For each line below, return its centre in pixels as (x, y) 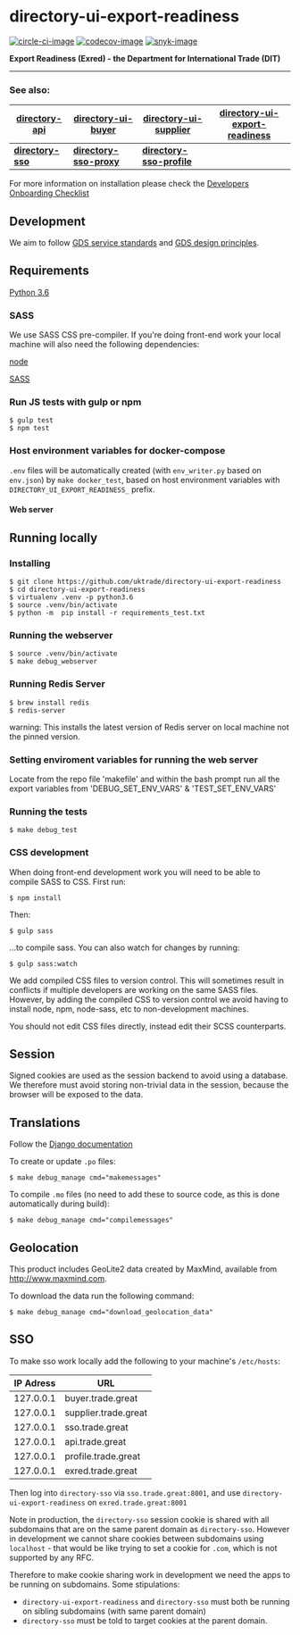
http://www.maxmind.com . (58, 1278)
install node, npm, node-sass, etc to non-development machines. (129, 1009)
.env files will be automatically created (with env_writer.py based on (135, 470)
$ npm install (36, 898)
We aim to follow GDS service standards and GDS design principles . (134, 243)
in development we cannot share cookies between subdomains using (137, 1539)
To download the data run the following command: (102, 1296)
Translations (45, 1122)
